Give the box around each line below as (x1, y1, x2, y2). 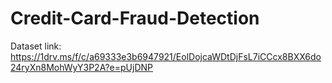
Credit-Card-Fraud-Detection (10, 7, 260, 30)
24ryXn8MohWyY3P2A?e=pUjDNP (10, 61, 153, 73)
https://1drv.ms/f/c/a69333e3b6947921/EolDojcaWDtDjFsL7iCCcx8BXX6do (10, 50, 322, 62)
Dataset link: (10, 40, 62, 52)
